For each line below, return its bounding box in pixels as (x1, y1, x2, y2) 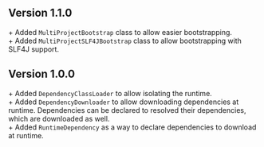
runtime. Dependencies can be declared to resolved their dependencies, (8, 105, 246, 114)
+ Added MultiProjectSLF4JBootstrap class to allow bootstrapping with (8, 36, 242, 45)
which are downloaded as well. (8, 114, 110, 123)
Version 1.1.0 (8, 6, 73, 20)
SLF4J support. (8, 44, 60, 54)
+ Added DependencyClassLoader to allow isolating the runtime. (8, 88, 213, 98)
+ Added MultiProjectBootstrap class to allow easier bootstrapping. (8, 27, 233, 37)
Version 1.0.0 (8, 68, 76, 81)
